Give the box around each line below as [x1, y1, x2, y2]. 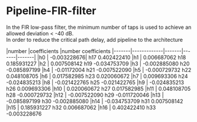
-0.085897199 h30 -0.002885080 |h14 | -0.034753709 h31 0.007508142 [6, 97, 183, 104]
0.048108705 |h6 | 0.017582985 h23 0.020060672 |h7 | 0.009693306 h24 [6, 72, 188, 80]
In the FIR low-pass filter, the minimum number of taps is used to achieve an [6, 24, 192, 31]
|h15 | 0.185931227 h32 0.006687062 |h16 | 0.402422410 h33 [6, 104, 156, 111]
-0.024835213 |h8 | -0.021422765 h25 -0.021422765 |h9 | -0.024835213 [6, 78, 185, 86]
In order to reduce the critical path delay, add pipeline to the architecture [6, 36, 183, 43]
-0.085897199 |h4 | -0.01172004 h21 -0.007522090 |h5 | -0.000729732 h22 [6, 66, 192, 73]
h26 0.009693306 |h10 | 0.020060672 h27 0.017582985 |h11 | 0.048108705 [6, 85, 191, 92]
